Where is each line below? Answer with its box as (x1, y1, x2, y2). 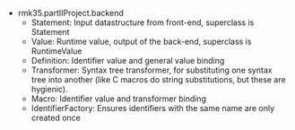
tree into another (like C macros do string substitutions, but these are (30, 74, 286, 84)
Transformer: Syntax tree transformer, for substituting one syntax (30, 65, 273, 75)
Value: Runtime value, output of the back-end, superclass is (30, 36, 252, 47)
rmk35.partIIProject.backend (17, 8, 124, 18)
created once (30, 112, 81, 123)
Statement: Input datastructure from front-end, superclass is (30, 17, 255, 28)
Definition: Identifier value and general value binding (30, 56, 225, 65)
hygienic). (30, 84, 69, 94)
